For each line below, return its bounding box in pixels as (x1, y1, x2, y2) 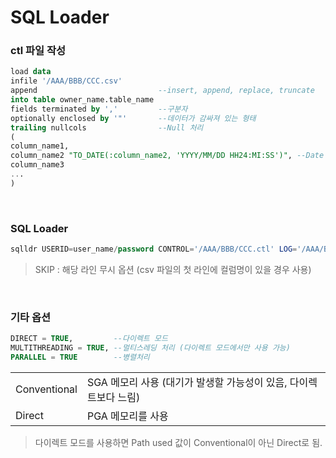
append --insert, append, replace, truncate (10, 86, 315, 96)
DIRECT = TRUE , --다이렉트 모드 (10, 334, 168, 344)
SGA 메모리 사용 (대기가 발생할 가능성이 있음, (86, 375, 288, 389)
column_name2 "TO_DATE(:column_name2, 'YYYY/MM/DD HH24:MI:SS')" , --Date (10, 151, 325, 161)
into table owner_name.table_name (10, 95, 155, 105)
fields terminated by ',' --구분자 (10, 104, 188, 114)
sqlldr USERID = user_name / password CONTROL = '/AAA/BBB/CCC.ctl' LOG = (10, 244, 298, 255)
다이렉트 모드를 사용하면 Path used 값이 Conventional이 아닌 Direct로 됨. (34, 436, 323, 448)
